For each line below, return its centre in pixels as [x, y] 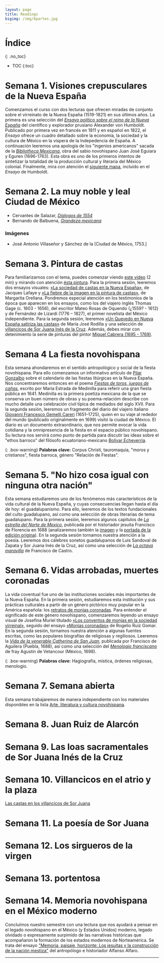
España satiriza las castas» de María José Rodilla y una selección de [74, 324]
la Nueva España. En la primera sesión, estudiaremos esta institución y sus [80, 600]
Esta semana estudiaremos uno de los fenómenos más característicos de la [81, 499]
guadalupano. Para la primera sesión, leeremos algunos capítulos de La [77, 520]
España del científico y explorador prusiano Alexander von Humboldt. [75, 125]
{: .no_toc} [15, 56]
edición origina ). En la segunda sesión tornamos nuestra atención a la [75, 535]
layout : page [18, 10]
